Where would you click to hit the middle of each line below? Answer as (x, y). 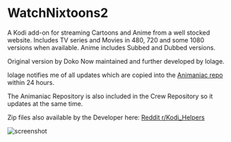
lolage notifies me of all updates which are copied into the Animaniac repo (115, 75)
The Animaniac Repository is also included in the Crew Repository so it (110, 96)
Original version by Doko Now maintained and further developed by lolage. (116, 61)
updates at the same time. (45, 103)
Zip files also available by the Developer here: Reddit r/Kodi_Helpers (106, 117)
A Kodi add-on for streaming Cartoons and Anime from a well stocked (109, 32)
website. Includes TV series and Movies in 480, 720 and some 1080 (106, 40)
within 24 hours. (31, 82)
